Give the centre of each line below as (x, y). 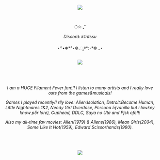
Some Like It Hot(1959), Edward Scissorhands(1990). (80, 127)
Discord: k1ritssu (80, 37)
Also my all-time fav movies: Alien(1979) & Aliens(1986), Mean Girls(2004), (80, 122)
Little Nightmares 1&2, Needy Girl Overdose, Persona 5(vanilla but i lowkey (80, 107)
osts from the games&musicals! (80, 93)
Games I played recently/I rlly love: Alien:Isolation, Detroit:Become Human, (80, 102)
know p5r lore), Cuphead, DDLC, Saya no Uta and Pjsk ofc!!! (80, 112)
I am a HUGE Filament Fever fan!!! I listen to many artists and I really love (80, 88)
